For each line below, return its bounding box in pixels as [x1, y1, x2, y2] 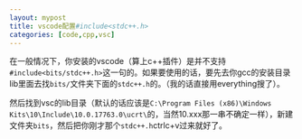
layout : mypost [9, 13, 67, 23]
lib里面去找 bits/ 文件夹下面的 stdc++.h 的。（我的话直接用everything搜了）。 [9, 79, 285, 89]
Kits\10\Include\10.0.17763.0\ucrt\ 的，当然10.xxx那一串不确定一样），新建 [9, 109, 294, 120]
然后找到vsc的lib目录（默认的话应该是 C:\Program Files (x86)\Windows [9, 97, 272, 108]
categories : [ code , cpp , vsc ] [9, 30, 116, 39]
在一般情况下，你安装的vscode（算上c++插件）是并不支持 [9, 56, 226, 67]
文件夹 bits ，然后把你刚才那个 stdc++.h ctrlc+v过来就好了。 [9, 120, 228, 131]
